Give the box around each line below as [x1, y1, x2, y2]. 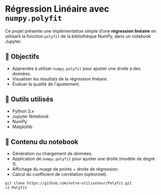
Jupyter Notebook [12, 113, 49, 119]
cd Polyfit [5, 185, 27, 191]
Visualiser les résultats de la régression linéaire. [12, 76, 108, 81]
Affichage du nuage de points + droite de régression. [12, 166, 119, 172]
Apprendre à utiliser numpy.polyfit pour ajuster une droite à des [12, 65, 141, 71]
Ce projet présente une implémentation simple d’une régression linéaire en [5, 28, 157, 34]
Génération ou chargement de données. [12, 151, 93, 156]
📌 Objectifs [5, 53, 40, 61]
